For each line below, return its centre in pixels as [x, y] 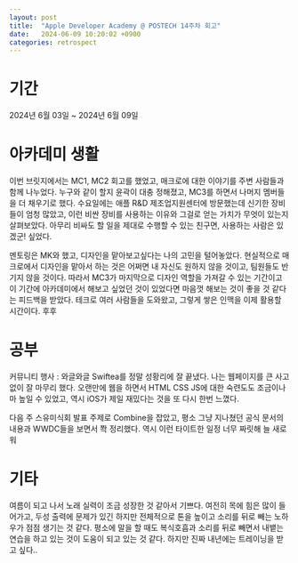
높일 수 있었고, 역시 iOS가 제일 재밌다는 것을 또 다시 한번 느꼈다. [129, 399]
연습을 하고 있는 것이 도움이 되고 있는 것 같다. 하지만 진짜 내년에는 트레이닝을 [142, 539]
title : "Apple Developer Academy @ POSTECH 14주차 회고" [115, 26]
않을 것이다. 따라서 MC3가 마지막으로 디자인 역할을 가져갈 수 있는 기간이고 [154, 277]
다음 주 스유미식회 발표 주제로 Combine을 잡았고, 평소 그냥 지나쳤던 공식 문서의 [147, 418]
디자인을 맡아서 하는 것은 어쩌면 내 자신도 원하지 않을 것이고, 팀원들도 [160, 267]
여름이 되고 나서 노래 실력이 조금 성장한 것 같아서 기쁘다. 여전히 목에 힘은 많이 [143, 505]
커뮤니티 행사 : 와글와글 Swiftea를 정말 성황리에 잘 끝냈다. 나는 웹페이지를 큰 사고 [149, 377]
